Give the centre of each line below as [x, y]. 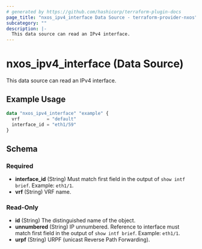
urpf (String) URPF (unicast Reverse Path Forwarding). [82, 240]
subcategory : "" [26, 23]
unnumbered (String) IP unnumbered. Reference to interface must [97, 227]
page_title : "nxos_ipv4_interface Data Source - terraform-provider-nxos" [102, 17]
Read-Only [23, 207]
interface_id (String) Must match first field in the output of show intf [100, 179]
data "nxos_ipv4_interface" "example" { [58, 113]
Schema [22, 149]
